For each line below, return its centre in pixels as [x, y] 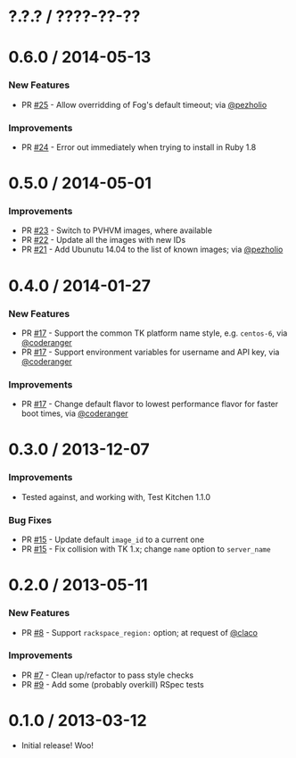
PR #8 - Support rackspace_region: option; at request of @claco [139, 632]
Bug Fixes [30, 520]
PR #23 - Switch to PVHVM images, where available [117, 230]
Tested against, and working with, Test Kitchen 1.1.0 [116, 496]
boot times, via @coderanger [74, 413]
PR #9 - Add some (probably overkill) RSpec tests [112, 684]
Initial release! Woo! [58, 745]
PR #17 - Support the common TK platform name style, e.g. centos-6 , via [154, 333]
